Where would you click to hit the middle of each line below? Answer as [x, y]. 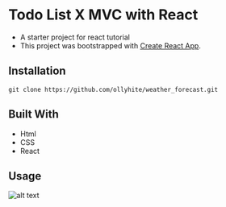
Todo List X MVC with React [103, 15]
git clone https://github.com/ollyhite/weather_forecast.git [113, 89]
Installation [37, 71]
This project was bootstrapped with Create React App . [111, 45]
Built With [33, 114]
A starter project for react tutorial [75, 37]
